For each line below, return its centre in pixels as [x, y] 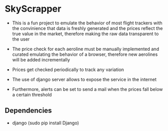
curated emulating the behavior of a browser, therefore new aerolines [85, 54]
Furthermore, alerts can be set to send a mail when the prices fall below [88, 89]
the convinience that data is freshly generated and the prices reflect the [88, 28]
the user [21, 39]
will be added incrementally [41, 59]
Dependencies [28, 110]
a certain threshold [32, 94]
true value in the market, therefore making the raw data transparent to [85, 34]
